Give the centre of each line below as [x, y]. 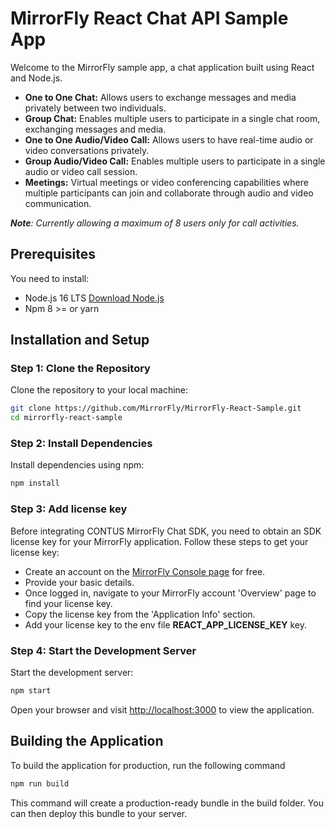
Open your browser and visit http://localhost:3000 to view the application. [162, 709]
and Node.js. [36, 78]
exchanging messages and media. [95, 129]
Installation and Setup [80, 340]
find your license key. [68, 603]
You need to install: [50, 278]
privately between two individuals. [95, 108]
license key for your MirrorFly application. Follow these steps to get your [159, 541]
